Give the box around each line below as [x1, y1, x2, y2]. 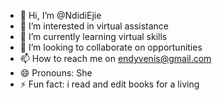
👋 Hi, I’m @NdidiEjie [19, 10, 102, 21]
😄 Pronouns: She [19, 67, 93, 79]
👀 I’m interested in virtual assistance [19, 20, 169, 32]
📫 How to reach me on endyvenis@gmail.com [19, 53, 212, 64]
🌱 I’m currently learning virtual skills [19, 31, 168, 42]
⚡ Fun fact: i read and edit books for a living [19, 78, 200, 90]
